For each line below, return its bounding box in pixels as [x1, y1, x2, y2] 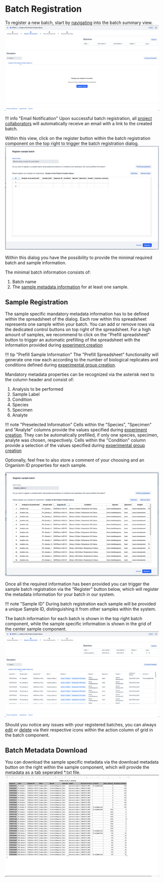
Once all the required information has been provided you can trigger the [5, 581, 150, 587]
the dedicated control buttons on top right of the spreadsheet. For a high [5, 326, 151, 332]
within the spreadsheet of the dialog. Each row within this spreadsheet [5, 316, 147, 322]
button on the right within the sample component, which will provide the [5, 765, 150, 770]
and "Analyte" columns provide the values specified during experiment [5, 427, 147, 433]
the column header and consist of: [5, 377, 74, 383]
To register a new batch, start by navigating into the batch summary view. [5, 20, 153, 25]
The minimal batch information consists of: [5, 269, 91, 275]
